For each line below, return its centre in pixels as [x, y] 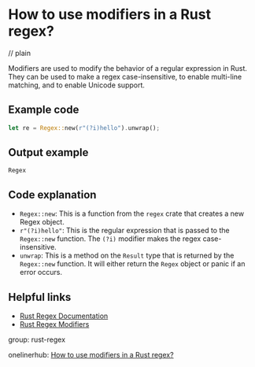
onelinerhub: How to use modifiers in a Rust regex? [91, 355]
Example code [44, 110]
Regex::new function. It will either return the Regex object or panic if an [132, 264]
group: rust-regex [37, 339]
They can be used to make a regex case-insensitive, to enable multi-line [125, 76]
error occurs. [41, 272]
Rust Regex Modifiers [54, 324]
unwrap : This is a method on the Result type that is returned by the [127, 256]
